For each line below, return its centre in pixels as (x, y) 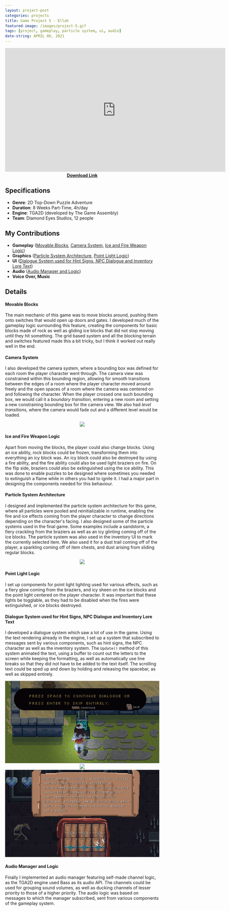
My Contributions (33, 233)
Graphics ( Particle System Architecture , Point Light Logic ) (71, 256)
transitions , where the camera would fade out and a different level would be (81, 410)
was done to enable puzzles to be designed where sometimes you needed (80, 473)
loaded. (13, 415)
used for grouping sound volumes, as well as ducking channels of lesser (78, 888)
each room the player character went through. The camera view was (74, 374)
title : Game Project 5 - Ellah (37, 21)
